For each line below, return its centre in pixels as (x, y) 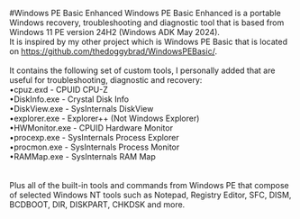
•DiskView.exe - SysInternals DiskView (82, 109)
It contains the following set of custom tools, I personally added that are (142, 70)
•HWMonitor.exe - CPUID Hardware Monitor (91, 128)
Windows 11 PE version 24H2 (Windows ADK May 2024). (115, 32)
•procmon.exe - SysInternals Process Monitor (95, 147)
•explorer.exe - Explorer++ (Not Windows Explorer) (105, 118)
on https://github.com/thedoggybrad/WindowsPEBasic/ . (114, 51)
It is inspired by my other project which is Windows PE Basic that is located (149, 41)
